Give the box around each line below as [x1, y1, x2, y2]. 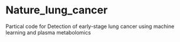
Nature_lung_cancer [5, 3, 108, 17]
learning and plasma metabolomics [5, 29, 91, 36]
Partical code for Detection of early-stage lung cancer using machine [5, 23, 175, 30]
